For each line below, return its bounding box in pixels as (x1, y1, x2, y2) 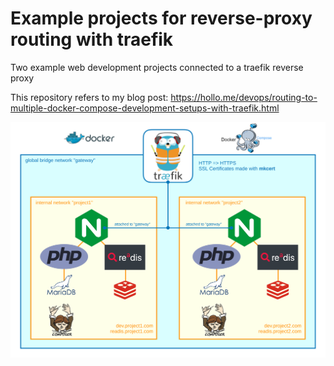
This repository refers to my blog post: (10, 91, 169, 103)
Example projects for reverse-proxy (10, 7, 313, 30)
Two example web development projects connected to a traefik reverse (10, 61, 304, 73)
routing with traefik (10, 28, 174, 51)
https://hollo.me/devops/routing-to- (170, 91, 318, 103)
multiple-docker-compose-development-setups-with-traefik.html (10, 102, 280, 114)
